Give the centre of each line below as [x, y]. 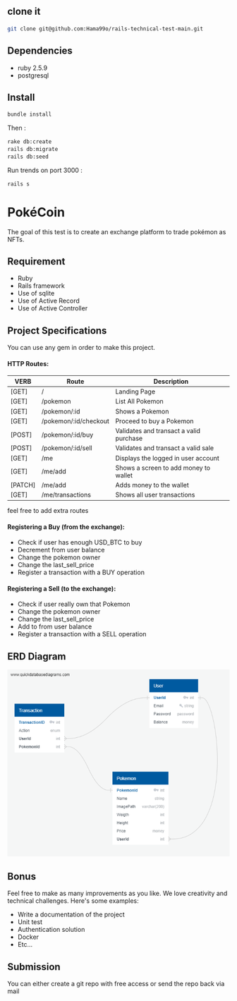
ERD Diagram [37, 656]
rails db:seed [28, 157]
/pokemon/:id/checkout [75, 421]
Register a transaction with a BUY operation [81, 572]
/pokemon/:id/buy [67, 435]
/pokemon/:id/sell [67, 448]
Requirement [36, 261]
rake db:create [30, 142]
